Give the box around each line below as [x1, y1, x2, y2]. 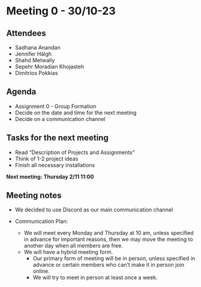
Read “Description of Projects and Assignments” [14, 149, 135, 156]
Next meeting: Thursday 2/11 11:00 [6, 173, 94, 180]
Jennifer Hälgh [14, 50, 52, 58]
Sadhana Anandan [14, 44, 61, 51]
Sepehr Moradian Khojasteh [14, 63, 84, 70]
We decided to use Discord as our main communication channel [14, 206, 173, 213]
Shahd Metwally [14, 57, 55, 64]
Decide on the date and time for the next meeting [14, 109, 137, 116]
